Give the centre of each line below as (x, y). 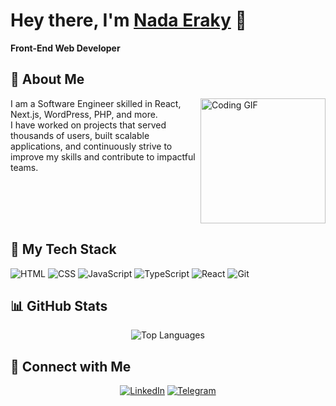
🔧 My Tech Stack (63, 249)
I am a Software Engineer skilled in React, (96, 103)
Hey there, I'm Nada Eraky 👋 (128, 20)
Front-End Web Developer (65, 48)
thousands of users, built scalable (80, 135)
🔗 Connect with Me (71, 366)
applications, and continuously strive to (91, 146)
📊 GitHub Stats (59, 305)
